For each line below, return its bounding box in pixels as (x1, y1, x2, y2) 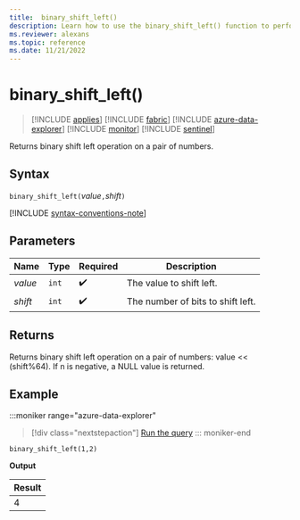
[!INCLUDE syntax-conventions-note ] (9, 207, 147, 219)
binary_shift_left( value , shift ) (9, 190, 126, 201)
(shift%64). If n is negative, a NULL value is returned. (9, 360, 205, 371)
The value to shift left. (126, 277, 218, 290)
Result (13, 482, 42, 494)
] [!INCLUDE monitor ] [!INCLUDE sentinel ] (62, 124, 216, 135)
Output (9, 460, 37, 471)
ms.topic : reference (9, 37, 87, 47)
